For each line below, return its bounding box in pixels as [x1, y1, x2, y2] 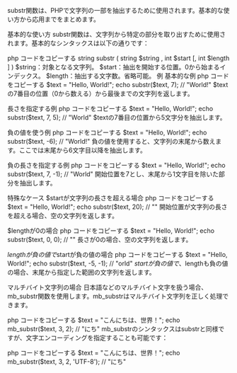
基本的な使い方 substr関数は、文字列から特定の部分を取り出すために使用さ [7, 30, 226, 38]
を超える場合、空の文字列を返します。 [7, 212, 119, 219]
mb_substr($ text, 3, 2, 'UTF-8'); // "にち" [7, 357, 126, 366]
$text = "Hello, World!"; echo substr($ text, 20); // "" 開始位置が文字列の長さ [7, 202, 228, 211]
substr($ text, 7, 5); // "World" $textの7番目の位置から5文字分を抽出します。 [7, 113, 226, 122]
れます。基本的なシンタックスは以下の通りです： [7, 39, 150, 47]
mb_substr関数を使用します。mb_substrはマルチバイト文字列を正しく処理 [7, 292, 223, 300]
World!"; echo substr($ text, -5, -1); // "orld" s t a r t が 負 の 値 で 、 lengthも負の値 [7, 259, 229, 268]
